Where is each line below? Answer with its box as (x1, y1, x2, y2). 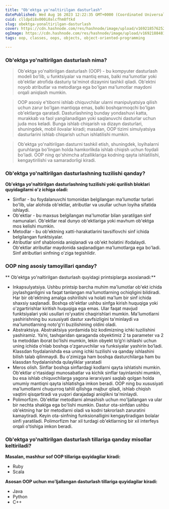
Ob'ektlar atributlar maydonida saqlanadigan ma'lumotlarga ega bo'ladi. (12, 245, 161, 251)
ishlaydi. (12, 207, 30, 213)
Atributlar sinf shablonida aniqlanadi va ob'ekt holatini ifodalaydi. (12, 239, 146, 245)
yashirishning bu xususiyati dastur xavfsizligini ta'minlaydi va (12, 316, 139, 322)
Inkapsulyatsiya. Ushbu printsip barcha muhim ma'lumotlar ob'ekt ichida (12, 284, 162, 290)
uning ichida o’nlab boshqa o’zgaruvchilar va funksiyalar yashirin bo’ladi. (12, 343, 163, 349)
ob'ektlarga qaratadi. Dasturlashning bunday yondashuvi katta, (17, 110, 148, 116)
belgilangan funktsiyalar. (12, 234, 64, 240)
